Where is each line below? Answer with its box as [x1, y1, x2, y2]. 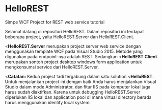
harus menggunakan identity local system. [5, 99, 91, 105]
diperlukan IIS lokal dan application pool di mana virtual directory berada [5, 94, 152, 100]
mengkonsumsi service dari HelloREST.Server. [5, 64, 99, 70]
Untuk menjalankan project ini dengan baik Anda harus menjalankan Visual [5, 79, 156, 85]
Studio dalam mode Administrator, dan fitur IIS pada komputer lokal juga [5, 84, 151, 89]
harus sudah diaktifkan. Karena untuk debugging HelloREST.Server [5, 89, 141, 95]
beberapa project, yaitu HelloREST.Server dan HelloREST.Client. [5, 34, 135, 40]
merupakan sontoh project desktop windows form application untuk [5, 59, 142, 65]
